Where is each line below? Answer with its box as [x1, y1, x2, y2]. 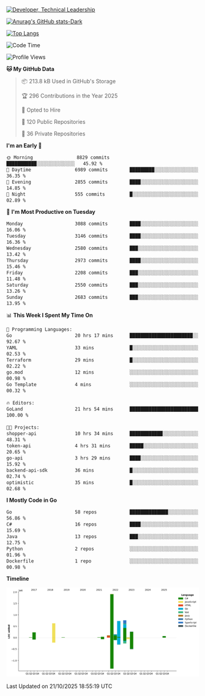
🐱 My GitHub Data [6, 66, 55, 72]
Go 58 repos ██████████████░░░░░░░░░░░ [6, 509, 199, 515]
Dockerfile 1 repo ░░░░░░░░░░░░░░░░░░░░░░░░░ [6, 558, 199, 564]
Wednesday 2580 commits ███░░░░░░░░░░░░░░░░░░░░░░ [6, 245, 199, 251]
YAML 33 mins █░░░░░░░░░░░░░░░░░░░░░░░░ [6, 345, 199, 351]
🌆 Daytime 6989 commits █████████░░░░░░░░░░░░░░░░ [6, 167, 199, 173]
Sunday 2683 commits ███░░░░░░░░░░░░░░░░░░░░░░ [6, 294, 199, 300]
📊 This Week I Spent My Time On [6, 312, 93, 319]
